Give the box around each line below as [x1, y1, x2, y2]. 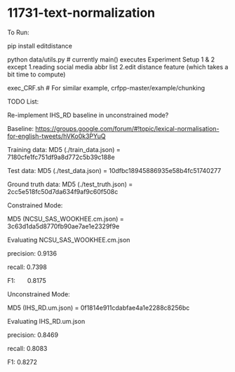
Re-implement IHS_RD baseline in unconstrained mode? [7, 111, 169, 119]
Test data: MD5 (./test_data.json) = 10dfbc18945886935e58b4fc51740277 [7, 166, 222, 174]
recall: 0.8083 [7, 344, 48, 352]
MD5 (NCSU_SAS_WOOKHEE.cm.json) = [7, 214, 124, 223]
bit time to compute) [7, 70, 66, 78]
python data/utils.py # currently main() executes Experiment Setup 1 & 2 [7, 55, 215, 64]
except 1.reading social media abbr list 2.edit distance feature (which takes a [7, 62, 229, 71]
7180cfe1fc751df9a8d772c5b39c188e [7, 153, 115, 161]
